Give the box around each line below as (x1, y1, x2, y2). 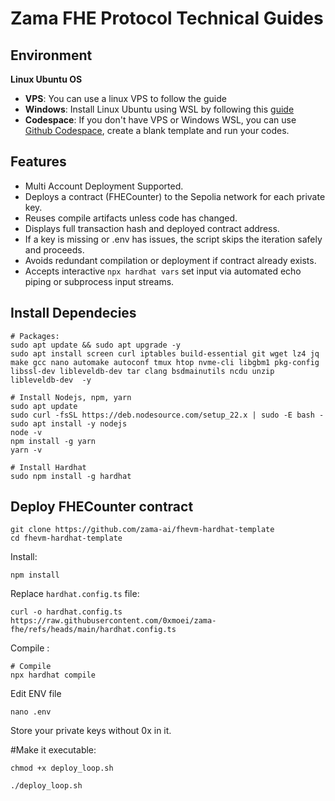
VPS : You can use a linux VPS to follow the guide (24, 93, 227, 104)
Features (10, 153, 67, 171)
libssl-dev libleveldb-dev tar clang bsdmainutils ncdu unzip (10, 366, 275, 376)
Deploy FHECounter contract (10, 498, 194, 516)
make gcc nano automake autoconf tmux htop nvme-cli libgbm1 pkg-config (10, 357, 320, 367)
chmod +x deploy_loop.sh (10, 763, 114, 774)
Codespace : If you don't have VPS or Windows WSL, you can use (24, 114, 297, 126)
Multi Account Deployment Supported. (24, 180, 184, 192)
